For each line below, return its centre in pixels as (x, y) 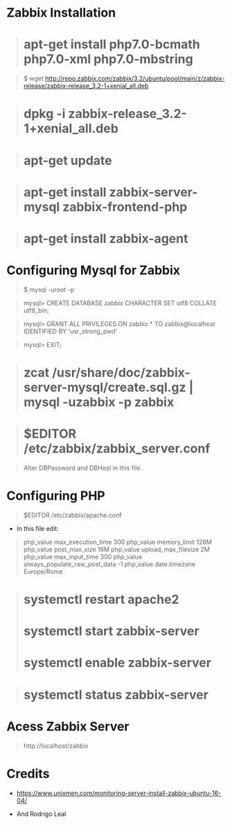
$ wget (34, 78)
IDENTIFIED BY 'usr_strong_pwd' (70, 331)
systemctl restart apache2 (101, 600)
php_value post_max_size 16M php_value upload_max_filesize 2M (117, 549)
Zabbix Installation (61, 13)
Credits (28, 773)
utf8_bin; (36, 310)
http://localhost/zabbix (56, 746)
